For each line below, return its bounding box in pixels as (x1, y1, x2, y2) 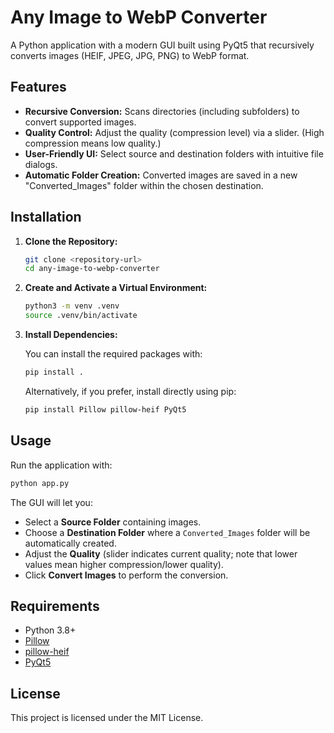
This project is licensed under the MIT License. (10, 712, 204, 724)
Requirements (10, 597, 100, 615)
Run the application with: (10, 459, 113, 471)
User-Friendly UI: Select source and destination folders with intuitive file (24, 147, 324, 160)
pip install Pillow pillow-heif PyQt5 (24, 404, 187, 415)
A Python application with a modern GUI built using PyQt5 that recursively (10, 39, 315, 51)
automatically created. (24, 537, 117, 549)
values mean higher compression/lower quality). (24, 558, 224, 570)
